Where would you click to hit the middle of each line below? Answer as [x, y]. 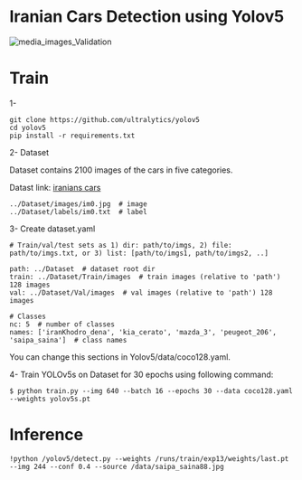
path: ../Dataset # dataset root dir [82, 268]
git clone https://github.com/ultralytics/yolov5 [105, 119]
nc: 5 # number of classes [62, 324]
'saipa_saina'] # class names [68, 340]
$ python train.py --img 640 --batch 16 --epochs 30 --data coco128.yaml [151, 391]
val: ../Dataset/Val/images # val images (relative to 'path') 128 [141, 292]
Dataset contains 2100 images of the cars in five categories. [121, 170]
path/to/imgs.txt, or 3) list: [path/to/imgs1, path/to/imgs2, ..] [139, 253]
